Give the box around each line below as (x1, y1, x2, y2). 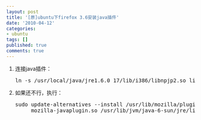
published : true (6, 43, 47, 49)
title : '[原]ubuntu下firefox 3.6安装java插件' (6, 14, 119, 20)
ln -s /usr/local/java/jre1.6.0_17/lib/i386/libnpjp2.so (14, 77, 186, 84)
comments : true (6, 48, 44, 54)
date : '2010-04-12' (6, 20, 55, 26)
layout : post (6, 8, 39, 15)
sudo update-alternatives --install (14, 101, 123, 108)
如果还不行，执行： (14, 89, 63, 96)
